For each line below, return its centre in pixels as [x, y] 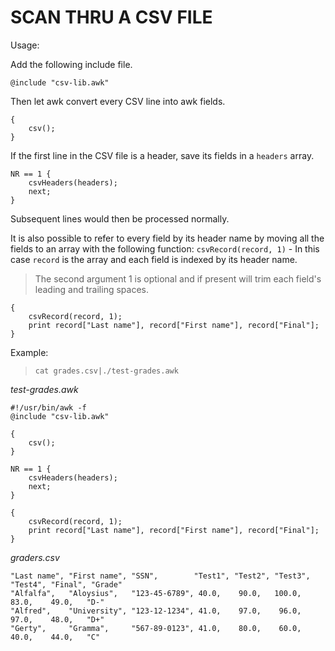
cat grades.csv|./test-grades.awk [106, 371]
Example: [29, 352]
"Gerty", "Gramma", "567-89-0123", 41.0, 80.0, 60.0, [156, 628]
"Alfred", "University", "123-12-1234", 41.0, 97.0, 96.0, [156, 611]
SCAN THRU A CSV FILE [111, 17]
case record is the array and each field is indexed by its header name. [154, 259]
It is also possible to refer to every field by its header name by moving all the [167, 238]
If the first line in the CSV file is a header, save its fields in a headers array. [162, 155]
